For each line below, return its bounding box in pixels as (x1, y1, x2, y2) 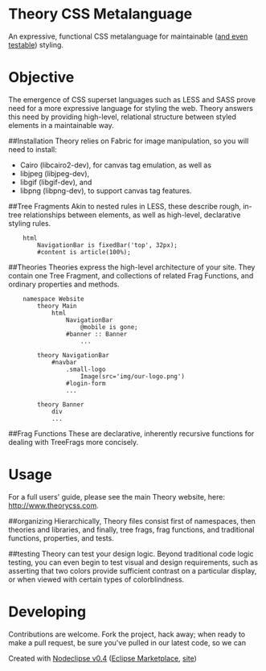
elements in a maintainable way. (8, 120, 114, 130)
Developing (8, 603, 87, 620)
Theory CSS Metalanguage (8, 5, 193, 23)
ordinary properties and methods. (8, 279, 120, 289)
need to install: (8, 144, 58, 154)
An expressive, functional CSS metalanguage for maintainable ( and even (8, 31, 248, 41)
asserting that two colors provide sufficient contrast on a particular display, (8, 566, 257, 575)
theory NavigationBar (37, 351, 110, 359)
